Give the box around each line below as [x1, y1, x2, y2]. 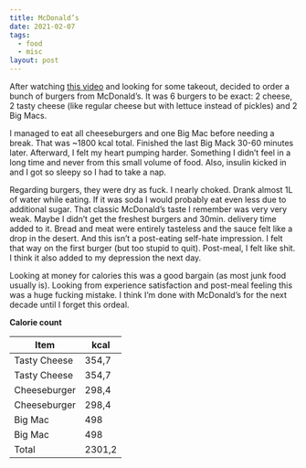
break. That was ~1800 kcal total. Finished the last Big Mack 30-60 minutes [9, 138, 294, 148]
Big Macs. [9, 111, 47, 121]
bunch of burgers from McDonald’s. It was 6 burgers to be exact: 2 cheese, [9, 90, 293, 101]
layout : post [9, 56, 59, 65]
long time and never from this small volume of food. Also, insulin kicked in [9, 157, 287, 167]
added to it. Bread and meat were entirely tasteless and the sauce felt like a [9, 223, 293, 234]
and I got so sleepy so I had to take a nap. [9, 166, 167, 177]
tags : [9, 30, 30, 39]
